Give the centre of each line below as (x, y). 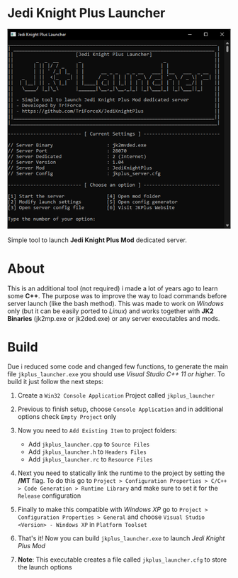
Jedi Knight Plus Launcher (86, 13)
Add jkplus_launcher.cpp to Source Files (89, 445)
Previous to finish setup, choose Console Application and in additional (120, 409)
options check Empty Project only (67, 417)
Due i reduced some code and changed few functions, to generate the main (118, 366)
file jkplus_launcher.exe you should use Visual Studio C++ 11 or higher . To (116, 374)
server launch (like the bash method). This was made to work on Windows (116, 303)
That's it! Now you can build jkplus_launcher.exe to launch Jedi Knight (121, 538)
